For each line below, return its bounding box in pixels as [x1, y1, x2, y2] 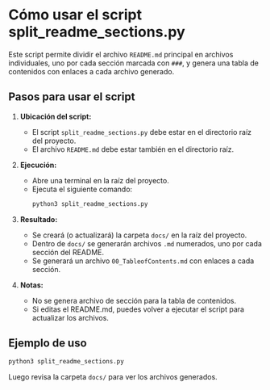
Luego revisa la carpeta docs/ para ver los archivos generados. [8, 372, 218, 382]
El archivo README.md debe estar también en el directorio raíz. [31, 144, 235, 154]
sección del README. [31, 247, 105, 257]
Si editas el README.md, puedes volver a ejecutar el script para [31, 304, 244, 314]
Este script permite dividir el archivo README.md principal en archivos [8, 49, 234, 59]
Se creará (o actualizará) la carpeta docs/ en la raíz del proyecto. [31, 230, 247, 240]
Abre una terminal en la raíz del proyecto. [31, 175, 169, 185]
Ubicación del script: [19, 111, 92, 121]
